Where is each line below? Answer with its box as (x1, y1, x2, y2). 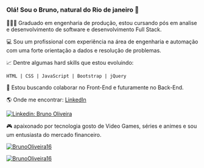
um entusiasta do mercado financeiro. (6, 131, 102, 139)
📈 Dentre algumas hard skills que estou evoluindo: (6, 59, 134, 67)
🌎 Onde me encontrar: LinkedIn (6, 96, 86, 103)
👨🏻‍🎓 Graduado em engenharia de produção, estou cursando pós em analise (6, 20, 197, 27)
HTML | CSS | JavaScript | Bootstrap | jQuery (6, 73, 127, 79)
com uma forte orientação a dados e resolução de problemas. (6, 47, 161, 54)
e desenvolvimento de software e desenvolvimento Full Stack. (6, 26, 162, 33)
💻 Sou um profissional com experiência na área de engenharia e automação (6, 38, 199, 45)
